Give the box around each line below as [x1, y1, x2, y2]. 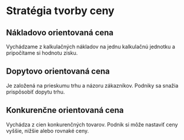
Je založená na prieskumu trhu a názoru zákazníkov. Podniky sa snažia [6, 82, 179, 89]
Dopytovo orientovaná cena [6, 66, 110, 76]
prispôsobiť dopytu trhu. [6, 88, 65, 95]
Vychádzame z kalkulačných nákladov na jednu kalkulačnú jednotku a [6, 43, 175, 50]
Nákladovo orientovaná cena [6, 28, 113, 38]
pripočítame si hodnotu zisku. [6, 49, 78, 56]
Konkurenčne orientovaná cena [6, 105, 124, 115]
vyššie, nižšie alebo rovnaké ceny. [6, 127, 89, 134]
